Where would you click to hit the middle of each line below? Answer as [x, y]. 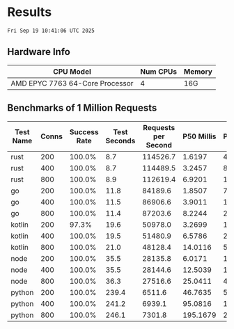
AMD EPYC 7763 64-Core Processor [72, 83]
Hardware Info [39, 52]
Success [84, 131]
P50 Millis [200, 136]
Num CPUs [159, 72]
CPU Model [72, 72]
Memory [198, 72]
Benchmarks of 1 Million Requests [82, 108]
